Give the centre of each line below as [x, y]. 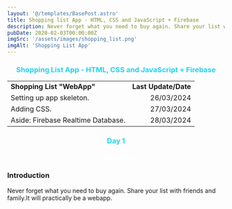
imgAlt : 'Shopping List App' [49, 46]
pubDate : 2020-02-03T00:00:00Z [52, 33]
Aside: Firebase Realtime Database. [68, 120]
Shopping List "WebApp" [53, 87]
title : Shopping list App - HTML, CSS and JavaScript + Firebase [103, 20]
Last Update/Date [162, 87]
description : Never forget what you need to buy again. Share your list [114, 26]
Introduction [28, 175]
